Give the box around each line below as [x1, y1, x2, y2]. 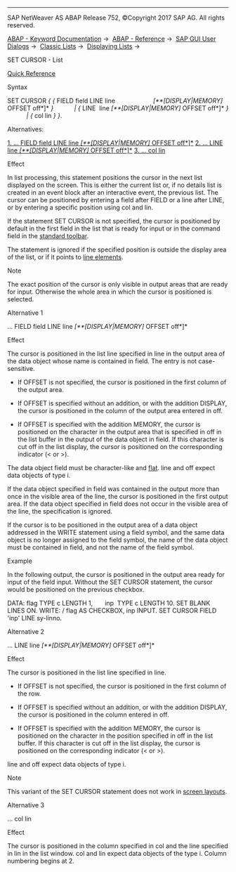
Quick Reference [7, 70, 56, 77]
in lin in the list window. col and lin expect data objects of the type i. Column [7, 850, 227, 857]
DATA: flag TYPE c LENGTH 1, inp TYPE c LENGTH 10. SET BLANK [7, 599, 211, 607]
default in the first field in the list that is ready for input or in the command [7, 224, 221, 233]
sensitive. [7, 365, 35, 372]
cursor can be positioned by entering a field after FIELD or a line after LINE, [7, 196, 225, 204]
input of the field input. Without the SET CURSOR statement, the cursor [7, 578, 213, 586]
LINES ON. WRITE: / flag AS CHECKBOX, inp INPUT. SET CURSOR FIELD [7, 606, 217, 615]
